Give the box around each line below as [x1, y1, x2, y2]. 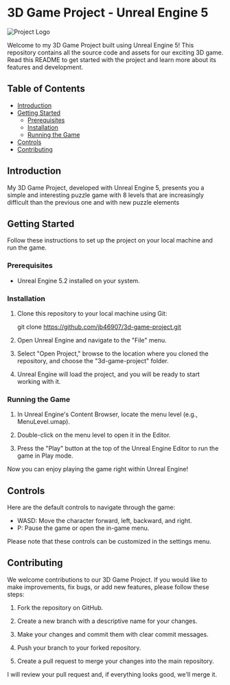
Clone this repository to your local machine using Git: [16, 309, 168, 318]
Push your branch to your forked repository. [16, 643, 141, 652]
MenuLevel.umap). [16, 418, 71, 426]
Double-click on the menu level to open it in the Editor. [16, 431, 171, 439]
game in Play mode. [16, 451, 73, 460]
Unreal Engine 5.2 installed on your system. [16, 276, 141, 285]
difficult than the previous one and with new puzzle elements [7, 198, 180, 206]
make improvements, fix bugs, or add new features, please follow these [7, 582, 209, 591]
